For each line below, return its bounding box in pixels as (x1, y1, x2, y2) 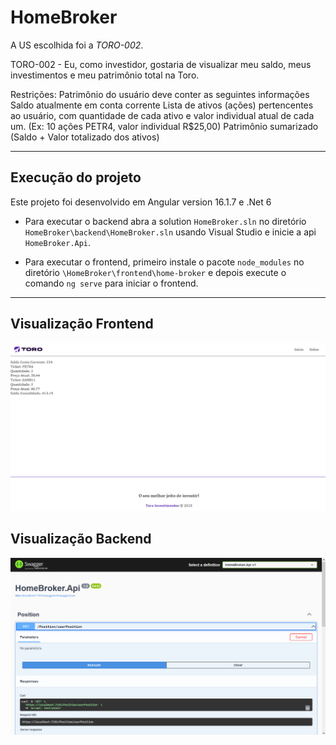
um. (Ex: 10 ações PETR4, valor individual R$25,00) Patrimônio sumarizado (10, 120, 319, 132)
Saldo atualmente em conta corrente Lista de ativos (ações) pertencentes (10, 99, 314, 111)
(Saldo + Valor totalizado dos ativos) (10, 131, 160, 143)
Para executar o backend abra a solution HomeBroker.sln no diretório (24, 215, 307, 227)
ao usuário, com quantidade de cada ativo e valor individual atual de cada (10, 109, 315, 121)
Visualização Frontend (10, 316, 154, 333)
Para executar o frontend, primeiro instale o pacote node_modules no (24, 256, 305, 268)
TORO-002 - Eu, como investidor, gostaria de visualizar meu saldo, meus (10, 58, 312, 70)
